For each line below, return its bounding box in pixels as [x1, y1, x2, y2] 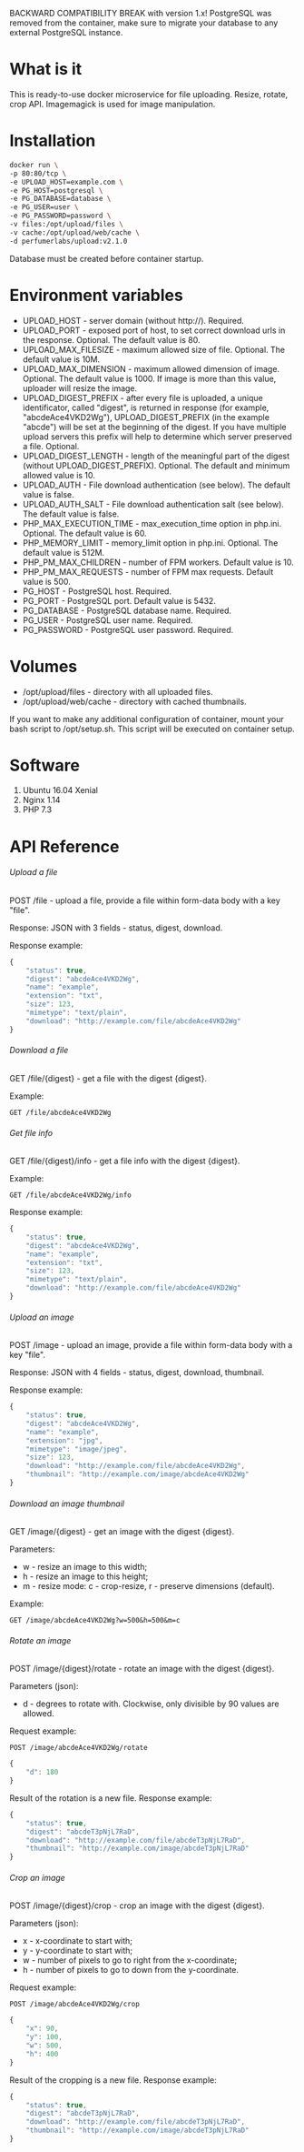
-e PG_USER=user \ [9, 203, 79, 212]
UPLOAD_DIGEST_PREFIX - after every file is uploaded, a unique [22, 392, 263, 403]
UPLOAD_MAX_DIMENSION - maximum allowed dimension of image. [22, 363, 279, 374]
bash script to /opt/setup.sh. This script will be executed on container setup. [9, 723, 295, 734]
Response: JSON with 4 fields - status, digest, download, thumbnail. [9, 1367, 265, 1378]
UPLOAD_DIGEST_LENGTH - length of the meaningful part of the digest [22, 450, 290, 461]
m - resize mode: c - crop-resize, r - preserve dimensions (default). [22, 1581, 275, 1592]
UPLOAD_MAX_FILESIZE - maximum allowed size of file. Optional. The [22, 344, 286, 355]
